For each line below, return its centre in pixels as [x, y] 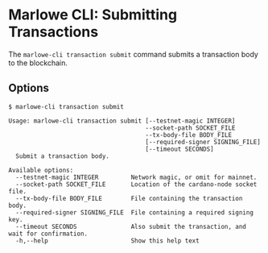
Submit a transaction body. [63, 156]
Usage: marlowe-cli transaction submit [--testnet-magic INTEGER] [122, 121]
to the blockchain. [38, 63]
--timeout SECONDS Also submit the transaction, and [131, 226]
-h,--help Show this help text [107, 241]
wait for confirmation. [48, 234]
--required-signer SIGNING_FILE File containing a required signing [134, 212]
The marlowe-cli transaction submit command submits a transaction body [134, 54]
